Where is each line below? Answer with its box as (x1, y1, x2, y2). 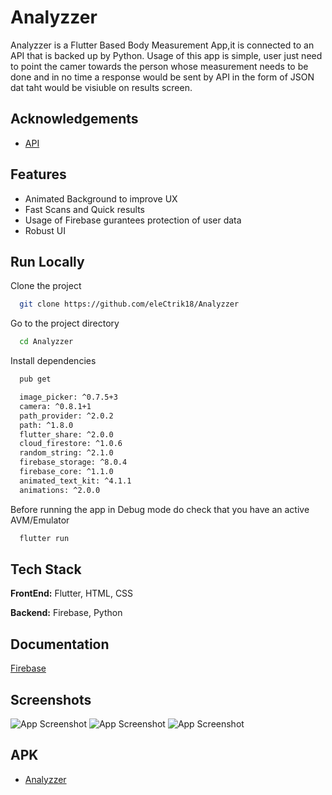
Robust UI (24, 224, 66, 236)
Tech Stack (10, 561, 82, 578)
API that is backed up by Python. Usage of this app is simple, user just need (10, 49, 323, 61)
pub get (19, 374, 52, 385)
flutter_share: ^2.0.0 (19, 429, 114, 440)
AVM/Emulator (10, 514, 70, 526)
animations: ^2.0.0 (19, 485, 101, 495)
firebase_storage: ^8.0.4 (19, 457, 128, 468)
